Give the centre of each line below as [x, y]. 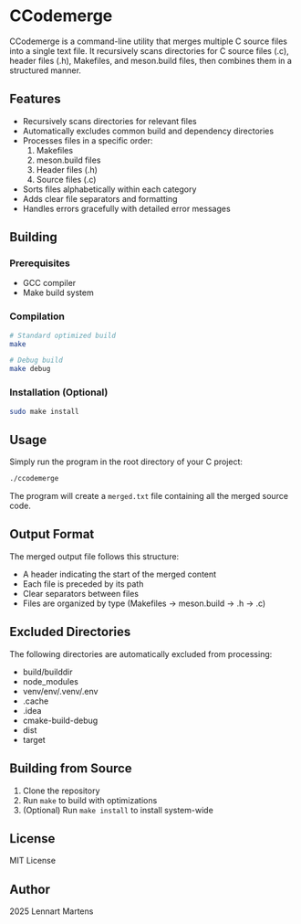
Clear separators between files [81, 593]
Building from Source [71, 769]
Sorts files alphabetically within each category [109, 189]
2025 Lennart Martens [52, 911]
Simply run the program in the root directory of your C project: [126, 462]
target [34, 739]
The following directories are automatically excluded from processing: [141, 653]
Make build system [58, 292]
